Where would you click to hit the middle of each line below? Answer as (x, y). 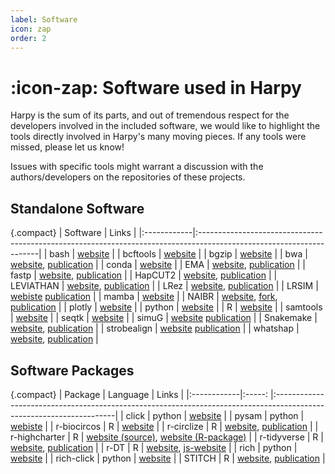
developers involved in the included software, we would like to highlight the (165, 126)
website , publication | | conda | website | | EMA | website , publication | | (158, 265)
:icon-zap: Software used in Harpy (156, 87)
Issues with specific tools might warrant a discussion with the (137, 167)
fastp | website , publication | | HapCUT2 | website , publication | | (144, 275)
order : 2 (28, 38)
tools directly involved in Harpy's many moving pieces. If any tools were (158, 137)
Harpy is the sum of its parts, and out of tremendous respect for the (150, 115)
